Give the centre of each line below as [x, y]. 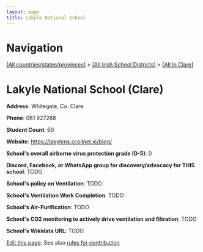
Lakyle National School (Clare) [85, 89]
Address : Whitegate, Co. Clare [45, 106]
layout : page [23, 12]
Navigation [35, 48]
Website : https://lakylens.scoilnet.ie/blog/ [59, 142]
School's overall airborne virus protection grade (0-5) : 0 [79, 154]
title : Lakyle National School [46, 18]
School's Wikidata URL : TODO [45, 231]
